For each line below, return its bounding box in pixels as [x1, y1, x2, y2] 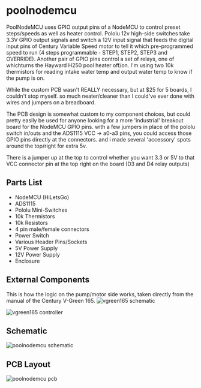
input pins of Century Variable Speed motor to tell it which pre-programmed [6, 43, 194, 50]
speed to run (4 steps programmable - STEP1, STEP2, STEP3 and [6, 49, 168, 56]
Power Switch [14, 231, 49, 239]
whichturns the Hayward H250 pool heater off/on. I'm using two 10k [6, 61, 174, 69]
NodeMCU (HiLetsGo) [14, 193, 70, 201]
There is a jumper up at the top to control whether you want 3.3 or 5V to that [6, 154, 195, 161]
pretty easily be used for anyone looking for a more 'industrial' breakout [6, 116, 184, 124]
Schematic [6, 326, 47, 336]
